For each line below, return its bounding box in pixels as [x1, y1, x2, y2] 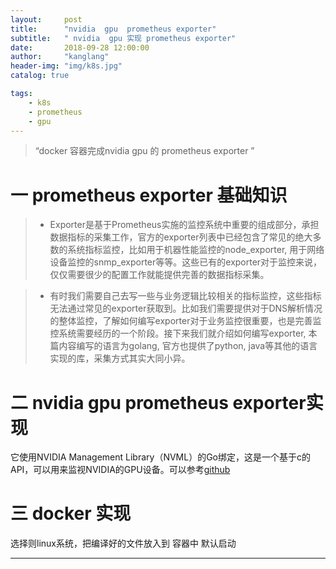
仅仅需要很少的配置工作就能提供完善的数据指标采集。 [49, 269, 270, 281]
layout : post [10, 14, 83, 25]
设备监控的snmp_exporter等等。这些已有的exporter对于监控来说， [49, 256, 323, 268]
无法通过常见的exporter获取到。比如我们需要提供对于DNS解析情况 [49, 302, 323, 315]
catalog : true [10, 71, 70, 81]
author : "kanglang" [10, 52, 110, 62]
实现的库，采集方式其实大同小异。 [49, 352, 191, 365]
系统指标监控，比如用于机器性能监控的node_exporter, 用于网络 [67, 244, 325, 256]
